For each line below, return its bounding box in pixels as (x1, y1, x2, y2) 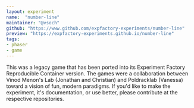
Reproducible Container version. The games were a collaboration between (6, 69, 189, 77)
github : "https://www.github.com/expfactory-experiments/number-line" (6, 25, 185, 31)
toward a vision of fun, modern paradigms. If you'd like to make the (6, 82, 171, 90)
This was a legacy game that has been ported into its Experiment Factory (6, 63, 186, 71)
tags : (6, 36, 20, 42)
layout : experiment (6, 8, 55, 15)
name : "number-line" (6, 14, 60, 20)
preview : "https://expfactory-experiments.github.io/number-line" (6, 31, 174, 37)
